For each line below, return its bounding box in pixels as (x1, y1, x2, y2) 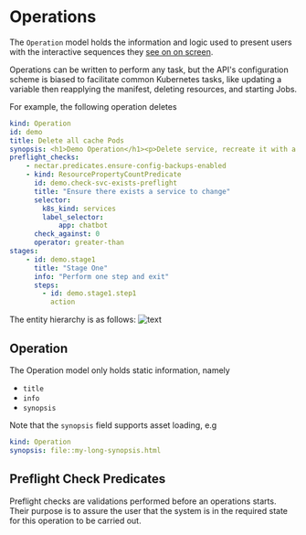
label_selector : (42, 212, 104, 221)
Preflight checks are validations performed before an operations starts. (9, 496, 277, 507)
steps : (33, 281, 59, 290)
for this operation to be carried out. (9, 515, 142, 526)
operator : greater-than (33, 238, 125, 248)
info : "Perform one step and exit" (33, 272, 170, 281)
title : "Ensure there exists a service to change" (33, 187, 231, 196)
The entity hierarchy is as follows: (9, 314, 137, 326)
